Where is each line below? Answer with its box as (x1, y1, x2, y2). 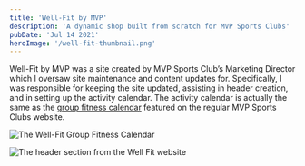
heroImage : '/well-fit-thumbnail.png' (9, 38, 156, 48)
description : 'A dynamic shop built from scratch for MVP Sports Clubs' (9, 22, 290, 31)
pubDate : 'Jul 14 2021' (9, 30, 100, 39)
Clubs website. (9, 112, 65, 122)
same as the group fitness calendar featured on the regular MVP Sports (9, 102, 277, 113)
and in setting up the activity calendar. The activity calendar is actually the (9, 93, 288, 103)
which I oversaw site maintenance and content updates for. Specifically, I (9, 73, 283, 84)
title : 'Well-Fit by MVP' (9, 13, 107, 23)
